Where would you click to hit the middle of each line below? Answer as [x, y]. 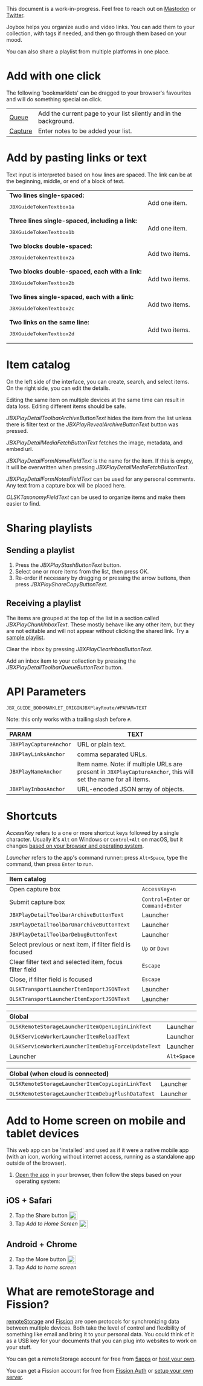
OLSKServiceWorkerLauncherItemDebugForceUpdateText [85, 1046]
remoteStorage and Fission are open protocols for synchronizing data [93, 1321]
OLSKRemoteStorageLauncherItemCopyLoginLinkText [81, 1084]
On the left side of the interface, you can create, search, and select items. [98, 381]
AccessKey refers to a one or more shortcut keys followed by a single [93, 832]
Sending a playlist [41, 550]
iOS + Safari [29, 1200]
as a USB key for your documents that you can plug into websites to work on [101, 1341]
